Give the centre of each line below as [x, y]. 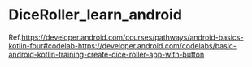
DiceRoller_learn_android [96, 15]
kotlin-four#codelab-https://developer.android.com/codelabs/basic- [123, 45]
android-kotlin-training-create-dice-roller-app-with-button [106, 54]
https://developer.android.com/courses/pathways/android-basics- [133, 37]
